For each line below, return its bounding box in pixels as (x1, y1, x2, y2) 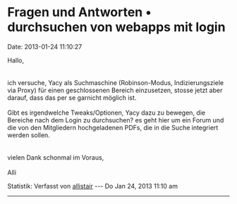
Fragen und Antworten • (7, 4, 152, 20)
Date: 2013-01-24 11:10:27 (7, 42, 83, 51)
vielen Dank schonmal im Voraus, (7, 153, 104, 162)
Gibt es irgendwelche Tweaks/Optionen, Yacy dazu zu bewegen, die (7, 108, 206, 117)
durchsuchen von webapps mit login (7, 19, 226, 35)
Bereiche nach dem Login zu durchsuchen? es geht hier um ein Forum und (7, 115, 224, 124)
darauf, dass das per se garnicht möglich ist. (7, 93, 137, 102)
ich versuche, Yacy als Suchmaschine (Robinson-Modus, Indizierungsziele (7, 78, 224, 87)
